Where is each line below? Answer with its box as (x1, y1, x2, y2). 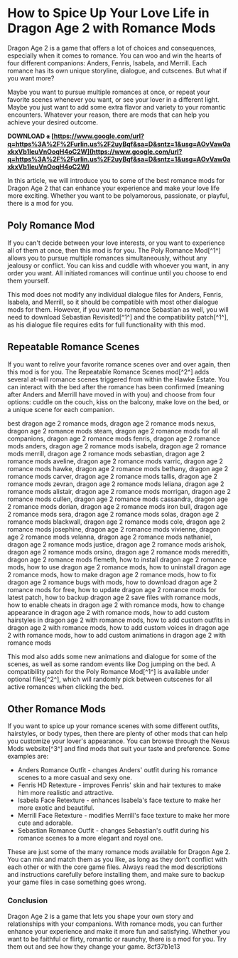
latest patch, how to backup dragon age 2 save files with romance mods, (7, 593, 220, 601)
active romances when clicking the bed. (7, 682, 124, 691)
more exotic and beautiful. (17, 804, 94, 812)
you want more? (7, 73, 55, 83)
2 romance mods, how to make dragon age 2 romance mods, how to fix (7, 570, 217, 579)
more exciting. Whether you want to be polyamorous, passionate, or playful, (7, 191, 229, 200)
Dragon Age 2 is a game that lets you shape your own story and (7, 912, 194, 920)
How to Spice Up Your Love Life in (7, 5, 210, 21)
